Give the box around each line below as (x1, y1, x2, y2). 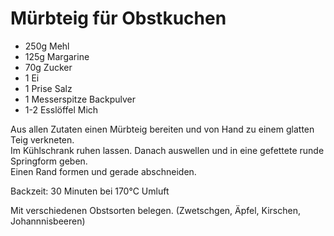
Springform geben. (10, 155, 88, 167)
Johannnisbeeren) (10, 215, 86, 227)
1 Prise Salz (24, 82, 73, 94)
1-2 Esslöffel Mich (24, 103, 99, 116)
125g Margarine (24, 50, 90, 62)
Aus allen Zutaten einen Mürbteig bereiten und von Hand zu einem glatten (10, 123, 315, 135)
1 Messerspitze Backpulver (24, 93, 137, 105)
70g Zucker (24, 61, 73, 73)
